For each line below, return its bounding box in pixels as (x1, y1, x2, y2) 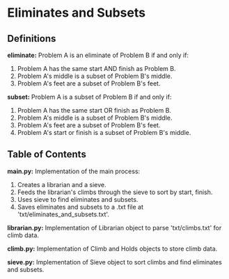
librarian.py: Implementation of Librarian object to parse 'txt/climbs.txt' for (7, 223, 222, 232)
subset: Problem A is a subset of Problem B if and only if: (7, 93, 172, 101)
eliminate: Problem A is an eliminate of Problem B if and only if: (7, 51, 189, 59)
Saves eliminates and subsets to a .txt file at (17, 202, 144, 211)
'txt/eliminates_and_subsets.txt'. (17, 210, 110, 218)
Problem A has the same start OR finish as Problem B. (17, 106, 172, 114)
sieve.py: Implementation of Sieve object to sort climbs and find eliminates (7, 257, 223, 266)
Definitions (7, 33, 56, 45)
